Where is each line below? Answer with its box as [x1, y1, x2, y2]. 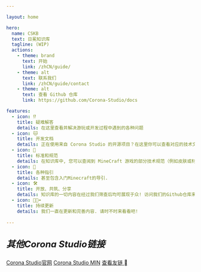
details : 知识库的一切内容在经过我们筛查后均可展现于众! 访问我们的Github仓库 [17, 192, 192, 198]
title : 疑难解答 [17, 119, 54, 125]
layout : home [6, 14, 39, 20]
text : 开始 [22, 58, 48, 64]
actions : [11, 47, 33, 53]
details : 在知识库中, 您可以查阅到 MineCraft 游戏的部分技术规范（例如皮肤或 [17, 158, 192, 164]
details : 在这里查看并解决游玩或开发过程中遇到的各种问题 [17, 125, 144, 131]
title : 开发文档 [17, 136, 54, 142]
